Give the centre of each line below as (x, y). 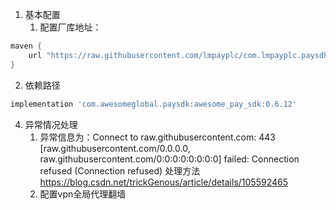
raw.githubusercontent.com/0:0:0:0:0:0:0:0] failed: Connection (169, 159)
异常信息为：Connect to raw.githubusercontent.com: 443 (157, 137)
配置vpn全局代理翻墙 (83, 194)
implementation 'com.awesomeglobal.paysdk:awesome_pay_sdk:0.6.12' (154, 104)
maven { (26, 46)
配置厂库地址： (70, 27)
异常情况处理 (51, 124)
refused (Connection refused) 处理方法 (120, 170)
